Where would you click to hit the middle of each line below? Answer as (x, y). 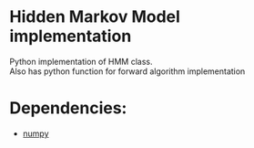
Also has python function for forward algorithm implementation (127, 71)
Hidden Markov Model (95, 17)
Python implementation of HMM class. (81, 61)
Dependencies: (68, 108)
